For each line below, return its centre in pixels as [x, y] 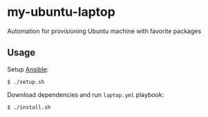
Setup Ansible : [28, 69]
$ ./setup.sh [26, 82]
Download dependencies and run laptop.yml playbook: [86, 94]
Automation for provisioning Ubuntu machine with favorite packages [104, 31]
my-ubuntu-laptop [61, 12]
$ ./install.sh [29, 107]
